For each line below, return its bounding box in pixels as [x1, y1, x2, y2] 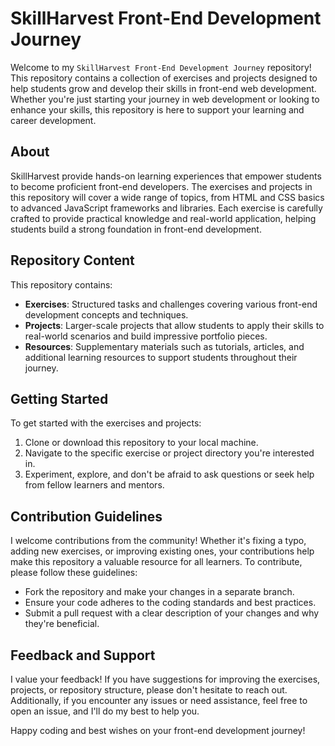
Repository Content [10, 252, 135, 269]
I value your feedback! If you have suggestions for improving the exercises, [10, 673, 321, 685]
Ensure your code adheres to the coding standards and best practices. [24, 597, 317, 609]
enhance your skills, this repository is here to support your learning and [10, 103, 305, 116]
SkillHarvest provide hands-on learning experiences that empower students [10, 170, 322, 182]
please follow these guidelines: [10, 567, 138, 579]
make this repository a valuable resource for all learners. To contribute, [10, 556, 303, 568]
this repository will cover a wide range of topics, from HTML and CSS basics [10, 191, 325, 203]
